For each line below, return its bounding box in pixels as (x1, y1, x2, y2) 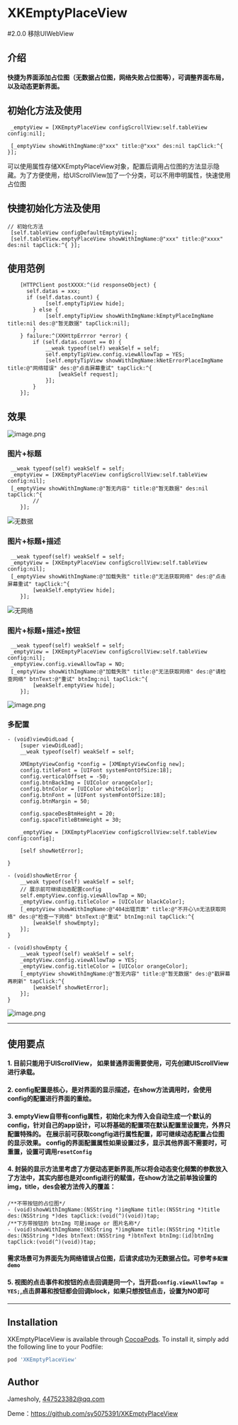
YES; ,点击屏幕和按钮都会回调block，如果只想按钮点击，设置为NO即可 (7, 1286, 210, 1295)
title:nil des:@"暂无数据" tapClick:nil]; (7, 320, 130, 327)
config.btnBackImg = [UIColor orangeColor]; (20, 779, 154, 786)
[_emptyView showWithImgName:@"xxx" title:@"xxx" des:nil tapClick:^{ (10, 142, 223, 149)
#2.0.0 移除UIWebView (7, 29, 74, 38)
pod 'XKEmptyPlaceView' (7, 1356, 78, 1363)
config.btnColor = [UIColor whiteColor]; (20, 786, 144, 793)
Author (7, 1375, 39, 1388)
